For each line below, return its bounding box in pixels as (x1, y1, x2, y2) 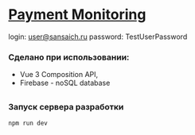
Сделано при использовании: (8, 52, 130, 63)
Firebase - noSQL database (19, 78, 111, 88)
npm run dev (8, 119, 48, 127)
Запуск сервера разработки (8, 101, 124, 112)
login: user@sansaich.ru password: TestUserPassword (8, 32, 188, 41)
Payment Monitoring (8, 6, 146, 24)
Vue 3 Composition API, (19, 70, 99, 79)
